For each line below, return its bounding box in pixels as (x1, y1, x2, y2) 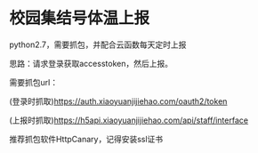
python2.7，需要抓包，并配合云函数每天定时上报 (9, 39, 187, 50)
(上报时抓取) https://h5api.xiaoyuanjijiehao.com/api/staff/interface (9, 115, 249, 125)
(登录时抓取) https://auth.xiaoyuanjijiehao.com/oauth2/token (9, 95, 228, 107)
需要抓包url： (9, 76, 59, 87)
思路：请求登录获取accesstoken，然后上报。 (9, 58, 173, 68)
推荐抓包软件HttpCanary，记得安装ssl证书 (9, 133, 164, 144)
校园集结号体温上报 (9, 8, 150, 28)
